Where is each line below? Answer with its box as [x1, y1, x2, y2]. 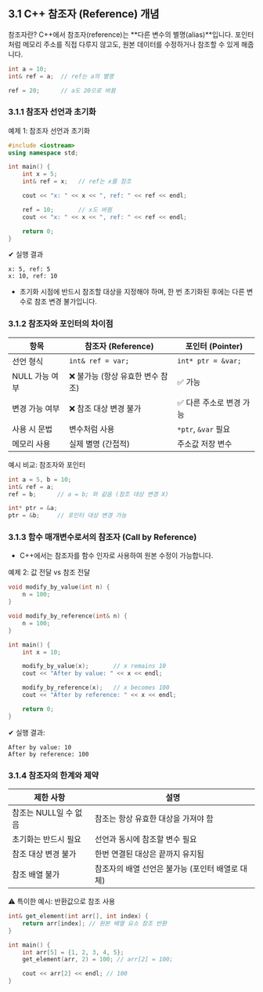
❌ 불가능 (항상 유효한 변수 [69, 370, 159, 381]
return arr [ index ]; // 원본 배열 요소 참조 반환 [22, 919, 168, 928]
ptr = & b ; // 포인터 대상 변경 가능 [8, 512, 127, 520]
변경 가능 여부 [12, 403, 60, 414]
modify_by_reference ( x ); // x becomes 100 [22, 684, 170, 692]
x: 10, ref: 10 [8, 272, 58, 280]
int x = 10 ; [22, 648, 61, 656]
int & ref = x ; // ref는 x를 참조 [22, 177, 131, 186]
